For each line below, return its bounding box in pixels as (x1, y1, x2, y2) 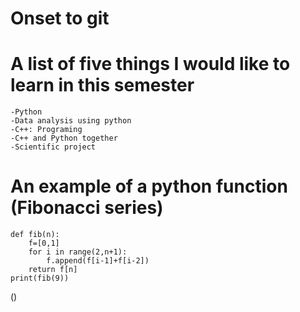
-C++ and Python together (10, 133, 118, 144)
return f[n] (28, 265, 78, 275)
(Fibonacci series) (10, 197, 164, 219)
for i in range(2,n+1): (28, 247, 128, 257)
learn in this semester (10, 74, 195, 97)
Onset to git (10, 7, 110, 30)
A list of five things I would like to (10, 53, 291, 76)
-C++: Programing (10, 125, 83, 135)
